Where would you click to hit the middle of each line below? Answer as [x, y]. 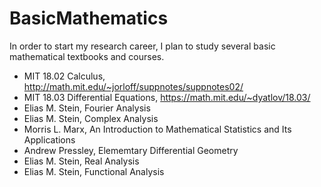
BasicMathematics [89, 18]
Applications [49, 139]
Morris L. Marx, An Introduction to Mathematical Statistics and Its [157, 129]
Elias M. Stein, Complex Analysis [91, 118]
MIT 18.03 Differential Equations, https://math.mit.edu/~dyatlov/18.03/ [167, 97]
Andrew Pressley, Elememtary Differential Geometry [131, 150]
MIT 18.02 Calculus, [64, 76]
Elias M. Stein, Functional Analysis [94, 171]
